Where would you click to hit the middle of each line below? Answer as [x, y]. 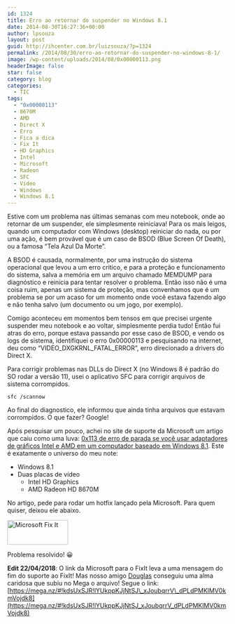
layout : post [26, 40]
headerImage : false [36, 66]
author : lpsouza [31, 33]
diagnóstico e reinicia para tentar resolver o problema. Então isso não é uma [117, 282]
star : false [24, 72]
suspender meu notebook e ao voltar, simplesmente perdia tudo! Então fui [114, 326]
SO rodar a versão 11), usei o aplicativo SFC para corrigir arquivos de [106, 377]
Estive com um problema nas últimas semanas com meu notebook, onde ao [116, 217]
